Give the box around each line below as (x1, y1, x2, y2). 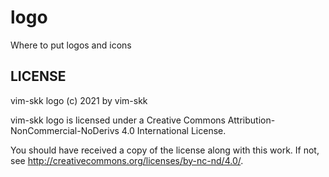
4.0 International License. (121, 124, 227, 136)
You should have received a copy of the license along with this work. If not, (10, 144, 320, 156)
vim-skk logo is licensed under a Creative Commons (10, 114, 226, 126)
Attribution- (227, 114, 276, 126)
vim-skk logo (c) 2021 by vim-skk (10, 94, 148, 106)
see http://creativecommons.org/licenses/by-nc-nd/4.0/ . (10, 154, 244, 166)
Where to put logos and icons (10, 39, 132, 51)
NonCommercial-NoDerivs (10, 124, 120, 136)
